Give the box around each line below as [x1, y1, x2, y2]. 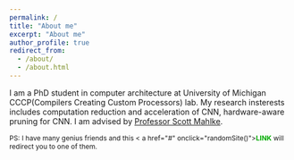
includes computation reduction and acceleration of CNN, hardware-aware [9, 106, 285, 117]
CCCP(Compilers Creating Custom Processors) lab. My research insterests [9, 97, 285, 107]
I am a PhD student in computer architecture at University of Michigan [9, 87, 266, 98]
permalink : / [9, 13, 58, 22]
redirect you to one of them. [9, 141, 98, 151]
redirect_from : [9, 46, 66, 55]
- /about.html [17, 63, 70, 72]
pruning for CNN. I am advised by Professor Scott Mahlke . [9, 115, 223, 126]
